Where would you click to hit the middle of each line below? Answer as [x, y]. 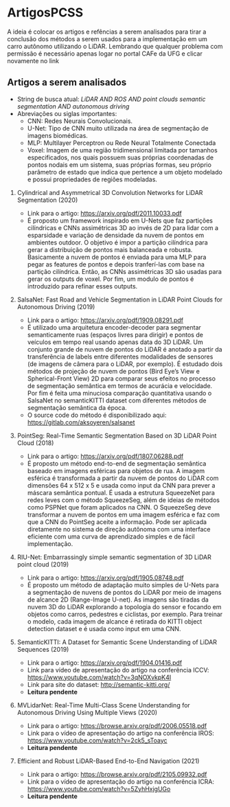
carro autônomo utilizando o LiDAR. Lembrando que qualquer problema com [115, 46]
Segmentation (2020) [47, 200]
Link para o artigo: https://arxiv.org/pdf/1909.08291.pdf [105, 320]
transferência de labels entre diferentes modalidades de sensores [120, 356]
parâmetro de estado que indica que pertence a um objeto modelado [125, 172]
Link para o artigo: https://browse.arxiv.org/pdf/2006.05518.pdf [117, 725]
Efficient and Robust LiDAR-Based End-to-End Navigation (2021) [108, 761]
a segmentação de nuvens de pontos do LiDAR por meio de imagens [124, 592]
